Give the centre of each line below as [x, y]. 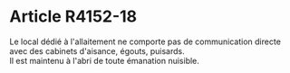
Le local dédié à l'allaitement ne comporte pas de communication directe [145, 41]
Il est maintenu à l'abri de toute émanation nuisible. [104, 60]
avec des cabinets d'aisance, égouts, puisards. [97, 50]
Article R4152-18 [73, 17]
